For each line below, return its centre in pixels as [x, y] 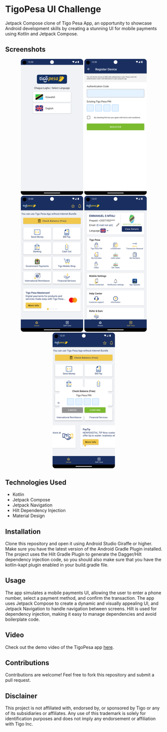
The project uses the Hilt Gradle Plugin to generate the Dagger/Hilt [74, 554]
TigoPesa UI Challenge [53, 9]
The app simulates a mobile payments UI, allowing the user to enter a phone [83, 593]
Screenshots [25, 49]
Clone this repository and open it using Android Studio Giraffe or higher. [79, 544]
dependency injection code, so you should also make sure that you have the [83, 560]
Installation [23, 531]
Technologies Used [36, 482]
